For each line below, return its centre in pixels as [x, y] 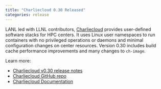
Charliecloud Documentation [43, 81]
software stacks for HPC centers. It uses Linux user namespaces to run [80, 35]
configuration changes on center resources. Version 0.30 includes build [81, 45]
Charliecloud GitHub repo [39, 76]
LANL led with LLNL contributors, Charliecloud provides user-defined [78, 29]
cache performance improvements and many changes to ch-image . [75, 51]
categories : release [27, 15]
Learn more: [18, 61]
